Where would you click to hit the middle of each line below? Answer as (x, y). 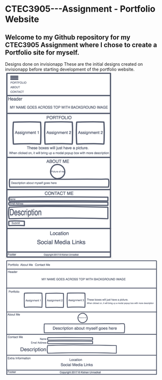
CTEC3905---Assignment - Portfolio (80, 9)
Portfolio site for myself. (42, 52)
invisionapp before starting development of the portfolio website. (70, 69)
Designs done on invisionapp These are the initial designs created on (74, 64)
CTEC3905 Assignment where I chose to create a (81, 45)
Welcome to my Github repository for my (68, 37)
